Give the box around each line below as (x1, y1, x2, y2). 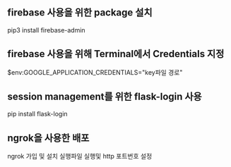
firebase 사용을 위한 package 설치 (7, 6, 153, 19)
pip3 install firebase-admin (7, 25, 86, 34)
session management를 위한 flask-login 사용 (7, 91, 203, 103)
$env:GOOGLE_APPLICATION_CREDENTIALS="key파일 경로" (7, 68, 183, 76)
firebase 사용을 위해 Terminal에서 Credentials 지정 (7, 48, 225, 60)
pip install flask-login (7, 110, 69, 118)
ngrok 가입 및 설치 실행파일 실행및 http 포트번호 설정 (7, 152, 153, 161)
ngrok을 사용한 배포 (7, 132, 90, 144)
